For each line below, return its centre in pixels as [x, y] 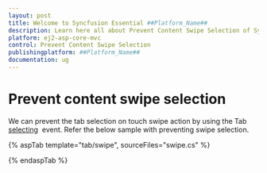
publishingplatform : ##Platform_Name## [74, 52]
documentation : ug [39, 60]
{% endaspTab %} [38, 160]
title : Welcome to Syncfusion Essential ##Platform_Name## [108, 23]
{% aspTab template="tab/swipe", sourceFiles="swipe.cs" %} [109, 144]
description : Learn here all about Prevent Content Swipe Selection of [129, 30]
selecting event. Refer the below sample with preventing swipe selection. [129, 129]
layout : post [30, 15]
